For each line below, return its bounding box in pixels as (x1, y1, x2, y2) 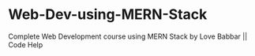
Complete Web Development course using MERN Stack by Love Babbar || (8, 32, 248, 41)
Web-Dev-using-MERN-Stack (8, 6, 208, 24)
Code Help (8, 39, 43, 49)
